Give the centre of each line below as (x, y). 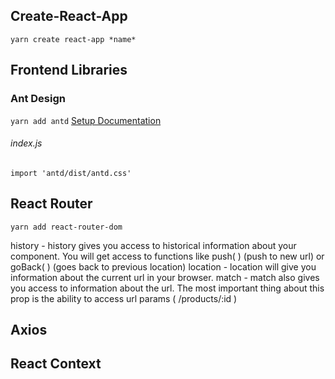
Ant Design (38, 99)
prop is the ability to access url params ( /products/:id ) (124, 298)
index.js (26, 143)
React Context (56, 364)
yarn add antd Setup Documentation (86, 120)
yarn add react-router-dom (66, 227)
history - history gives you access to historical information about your (153, 245)
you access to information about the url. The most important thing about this (167, 288)
